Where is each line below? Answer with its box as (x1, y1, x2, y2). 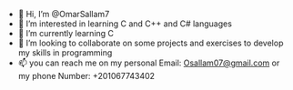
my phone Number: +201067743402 (17, 71, 156, 81)
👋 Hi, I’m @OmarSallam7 (17, 9, 110, 19)
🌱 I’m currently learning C (17, 28, 115, 38)
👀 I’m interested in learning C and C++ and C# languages (17, 18, 232, 29)
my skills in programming (17, 47, 113, 58)
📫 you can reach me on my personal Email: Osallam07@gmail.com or (17, 57, 280, 68)
